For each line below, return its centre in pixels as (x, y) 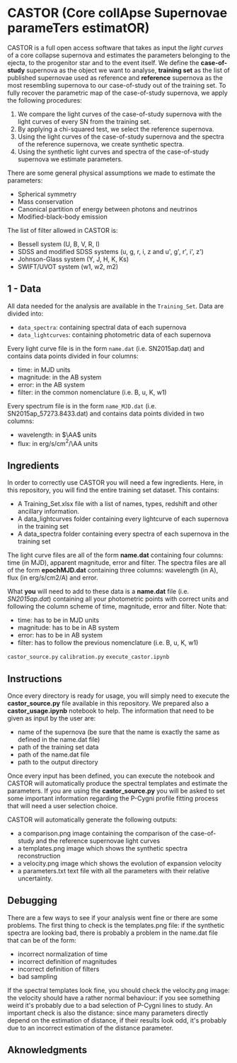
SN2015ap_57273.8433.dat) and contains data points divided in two (106, 413)
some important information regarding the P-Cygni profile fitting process (113, 798)
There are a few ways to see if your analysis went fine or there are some (112, 917)
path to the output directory (58, 762)
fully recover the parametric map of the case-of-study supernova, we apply (117, 93)
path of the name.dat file (53, 754)
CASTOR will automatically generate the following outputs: (92, 820)
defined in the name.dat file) (59, 740)
